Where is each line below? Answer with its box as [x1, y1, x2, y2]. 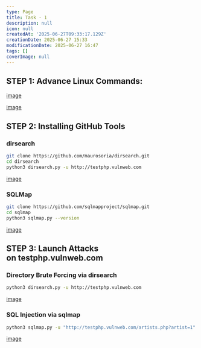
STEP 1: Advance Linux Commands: [6, 76, 143, 86]
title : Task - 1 [6, 14, 47, 21]
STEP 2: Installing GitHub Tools [6, 121, 126, 131]
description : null [6, 20, 53, 26]
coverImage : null [6, 54, 50, 60]
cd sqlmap [6, 209, 31, 215]
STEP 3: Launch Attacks [6, 244, 98, 254]
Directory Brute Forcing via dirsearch [6, 271, 118, 279]
